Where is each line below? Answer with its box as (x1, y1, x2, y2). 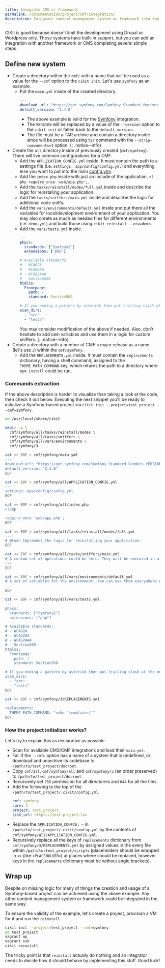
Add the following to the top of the (12, 784, 82, 790)
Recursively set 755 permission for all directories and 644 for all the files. (12, 779, 158, 785)
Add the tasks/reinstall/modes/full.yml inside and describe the (19, 184, 152, 190)
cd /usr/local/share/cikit (5, 416, 60, 421)
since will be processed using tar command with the (27, 137, 134, 143)
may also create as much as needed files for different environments (19, 215, 157, 221)
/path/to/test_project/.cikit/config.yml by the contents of (12, 826, 137, 832)
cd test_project (5, 930, 38, 935)
